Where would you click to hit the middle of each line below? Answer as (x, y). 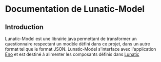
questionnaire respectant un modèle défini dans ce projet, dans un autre (78, 44)
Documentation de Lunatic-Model (75, 9)
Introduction (24, 27)
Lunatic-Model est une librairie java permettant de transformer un (71, 39)
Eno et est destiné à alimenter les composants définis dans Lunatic (72, 54)
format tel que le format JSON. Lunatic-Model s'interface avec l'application (80, 49)
